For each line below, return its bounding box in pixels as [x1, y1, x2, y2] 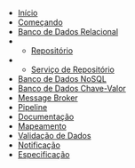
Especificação [17, 149, 70, 159]
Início [17, 8, 38, 18]
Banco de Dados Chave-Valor [17, 84, 126, 93]
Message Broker [17, 92, 78, 103]
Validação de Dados [17, 131, 91, 140]
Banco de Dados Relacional [17, 27, 118, 36]
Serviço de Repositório [30, 64, 115, 75]
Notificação [17, 140, 60, 150]
